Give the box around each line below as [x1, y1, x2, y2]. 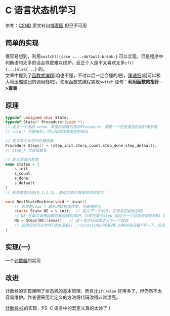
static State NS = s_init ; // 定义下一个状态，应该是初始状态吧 [14, 209, 143, 214]
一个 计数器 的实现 [5, 257, 41, 263]
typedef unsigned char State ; [5, 115, 69, 120]
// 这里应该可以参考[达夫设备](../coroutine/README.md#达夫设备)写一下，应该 [14, 223, 165, 228]
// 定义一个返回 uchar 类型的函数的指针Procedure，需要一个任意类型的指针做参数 [5, 124, 158, 130]
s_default [14, 181, 35, 186]
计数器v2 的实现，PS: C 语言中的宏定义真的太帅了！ [5, 305, 112, 311]
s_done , [14, 176, 30, 181]
